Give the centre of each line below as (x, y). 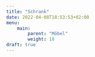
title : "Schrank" (28, 12)
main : (24, 28)
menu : (13, 23)
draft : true (21, 45)
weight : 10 (41, 39)
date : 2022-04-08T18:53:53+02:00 (48, 17)
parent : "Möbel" (48, 34)
